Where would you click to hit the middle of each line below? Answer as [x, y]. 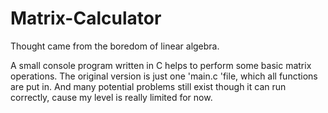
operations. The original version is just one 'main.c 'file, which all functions [164, 76]
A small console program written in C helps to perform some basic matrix [161, 65]
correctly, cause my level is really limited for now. [111, 97]
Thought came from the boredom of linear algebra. [115, 46]
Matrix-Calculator [86, 18]
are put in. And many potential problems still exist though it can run [148, 86]
